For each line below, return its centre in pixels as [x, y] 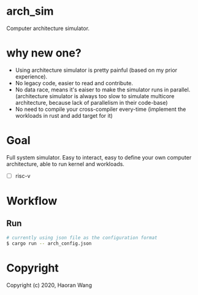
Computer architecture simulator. [48, 28]
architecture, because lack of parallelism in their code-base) [91, 102]
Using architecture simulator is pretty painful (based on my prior [96, 70]
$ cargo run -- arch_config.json [49, 243]
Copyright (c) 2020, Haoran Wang [49, 285]
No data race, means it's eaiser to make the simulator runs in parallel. [103, 90]
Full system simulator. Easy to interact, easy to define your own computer [99, 157]
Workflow [32, 201]
